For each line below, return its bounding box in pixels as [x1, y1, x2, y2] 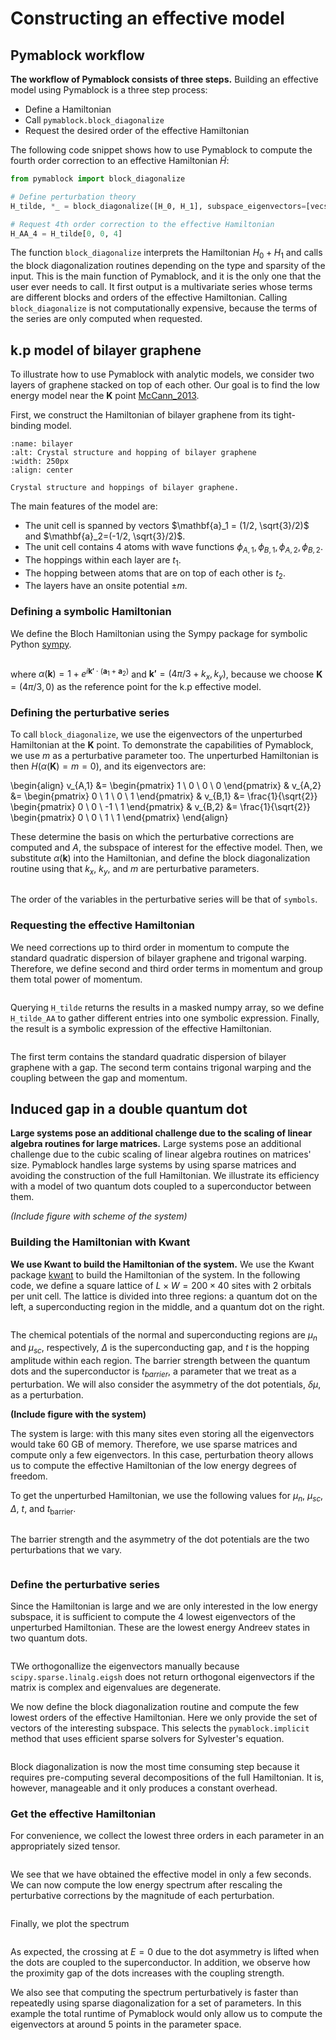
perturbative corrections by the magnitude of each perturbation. [10, 1890, 275, 1902]
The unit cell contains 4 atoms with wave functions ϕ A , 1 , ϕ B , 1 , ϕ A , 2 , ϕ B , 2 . [24, 540, 323, 555]
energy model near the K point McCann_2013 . [10, 389, 200, 401]
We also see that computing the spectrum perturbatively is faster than [10, 1987, 299, 1999]
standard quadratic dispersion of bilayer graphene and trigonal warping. [10, 952, 307, 964]
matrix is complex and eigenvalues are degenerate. [10, 1681, 222, 1693]
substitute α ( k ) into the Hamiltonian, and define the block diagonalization [10, 852, 311, 864]
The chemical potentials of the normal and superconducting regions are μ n [10, 1328, 318, 1343]
